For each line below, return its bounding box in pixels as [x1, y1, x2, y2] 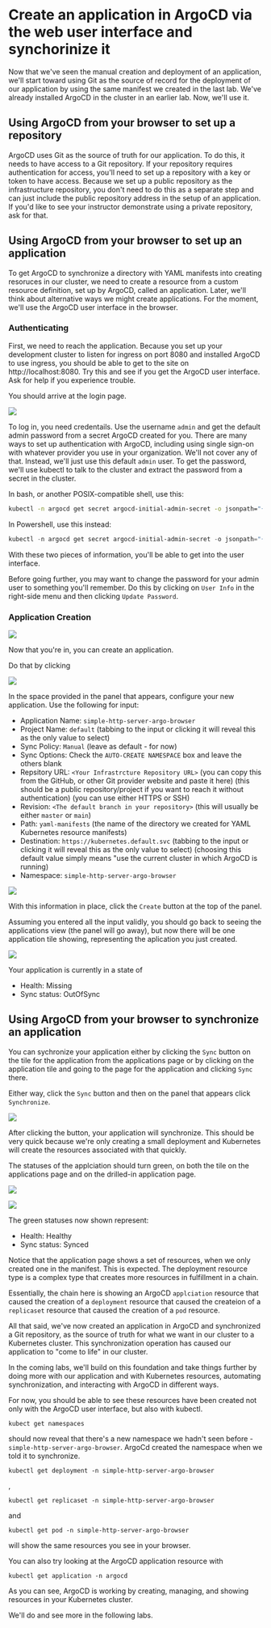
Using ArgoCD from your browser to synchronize [8, 1013, 260, 1027]
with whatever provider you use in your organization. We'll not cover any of [8, 447, 258, 457]
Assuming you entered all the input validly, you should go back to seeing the [8, 917, 262, 926]
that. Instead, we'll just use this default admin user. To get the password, [8, 456, 247, 466]
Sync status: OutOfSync [19, 989, 101, 998]
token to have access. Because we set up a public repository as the [8, 176, 233, 185]
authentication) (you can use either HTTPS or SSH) [19, 793, 190, 803]
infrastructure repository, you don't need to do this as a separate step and [8, 184, 254, 194]
